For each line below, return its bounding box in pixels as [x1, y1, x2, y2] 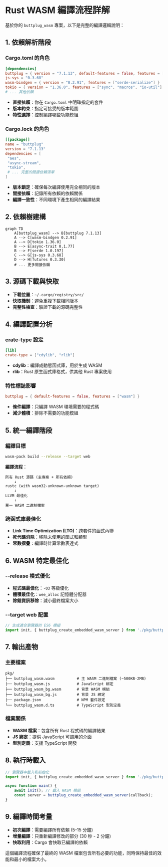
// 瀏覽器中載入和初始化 [5, 770, 49, 775]
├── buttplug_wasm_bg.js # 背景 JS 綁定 [5, 692, 105, 697]
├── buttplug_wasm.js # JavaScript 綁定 [5, 681, 113, 687]
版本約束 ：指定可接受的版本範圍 [12, 105, 78, 111]
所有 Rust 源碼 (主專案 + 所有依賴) [5, 475, 73, 480]
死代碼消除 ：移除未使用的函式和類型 [12, 534, 87, 540]
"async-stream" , [7, 160, 41, 165]
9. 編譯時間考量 [5, 812, 52, 821]
